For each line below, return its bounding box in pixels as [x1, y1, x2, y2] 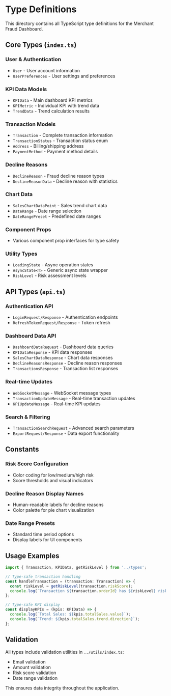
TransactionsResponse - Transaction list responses [12, 366, 119, 372]
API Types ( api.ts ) [5, 287, 66, 296]
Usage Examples [5, 551, 60, 560]
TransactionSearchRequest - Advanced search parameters [12, 425, 135, 431]
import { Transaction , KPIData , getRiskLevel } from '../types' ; [5, 565, 147, 570]
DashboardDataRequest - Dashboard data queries [12, 344, 113, 350]
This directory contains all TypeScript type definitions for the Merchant [5, 20, 154, 26]
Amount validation [12, 664, 51, 670]
